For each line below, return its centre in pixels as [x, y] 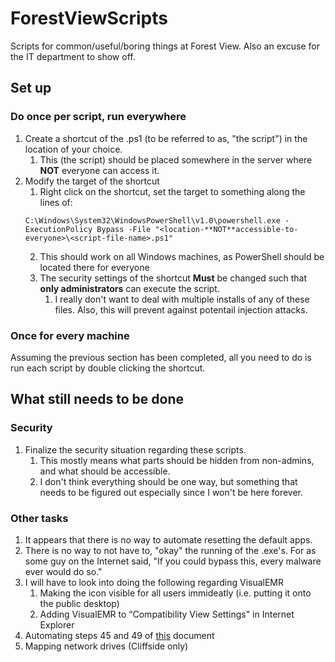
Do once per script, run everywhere [98, 117]
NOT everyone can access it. [99, 170]
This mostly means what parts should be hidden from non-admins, [177, 460]
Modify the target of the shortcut [92, 181]
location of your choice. [73, 149]
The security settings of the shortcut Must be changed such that [173, 278]
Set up [31, 88]
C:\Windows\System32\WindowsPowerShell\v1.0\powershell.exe [152, 220]
